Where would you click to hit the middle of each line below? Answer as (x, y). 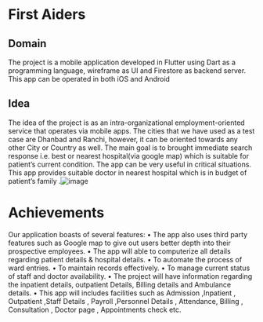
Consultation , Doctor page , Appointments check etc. (95, 309)
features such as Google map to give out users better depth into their (119, 243)
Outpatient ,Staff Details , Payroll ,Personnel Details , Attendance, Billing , (126, 301)
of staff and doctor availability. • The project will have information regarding (130, 276)
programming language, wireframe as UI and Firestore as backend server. (127, 71)
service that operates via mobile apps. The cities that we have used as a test (131, 130)
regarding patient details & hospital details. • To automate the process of (125, 259)
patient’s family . (34, 181)
